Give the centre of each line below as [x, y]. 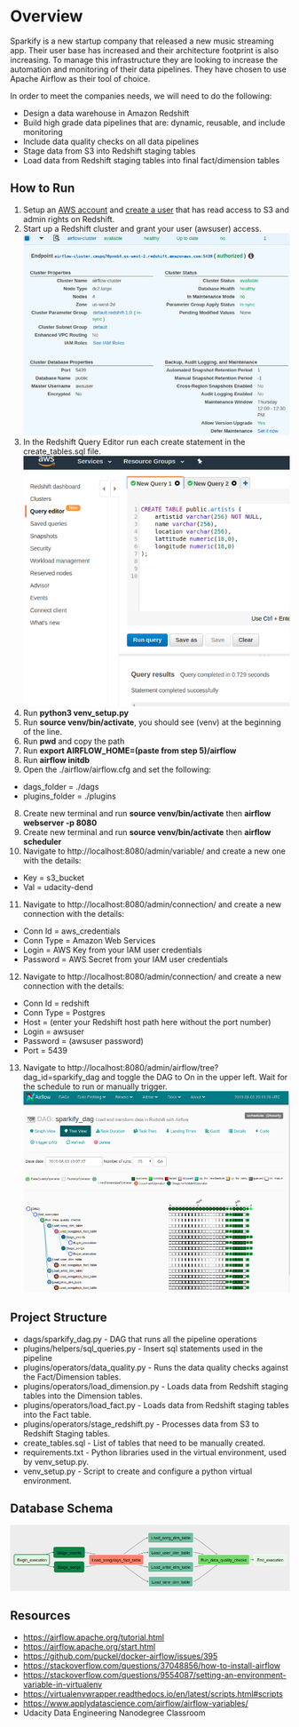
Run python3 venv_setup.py [76, 713]
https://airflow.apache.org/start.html [89, 1646]
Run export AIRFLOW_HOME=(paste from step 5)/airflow [130, 751]
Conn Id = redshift [56, 1003]
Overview [47, 16]
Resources [40, 1616]
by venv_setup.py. [56, 1461]
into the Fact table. [57, 1414]
